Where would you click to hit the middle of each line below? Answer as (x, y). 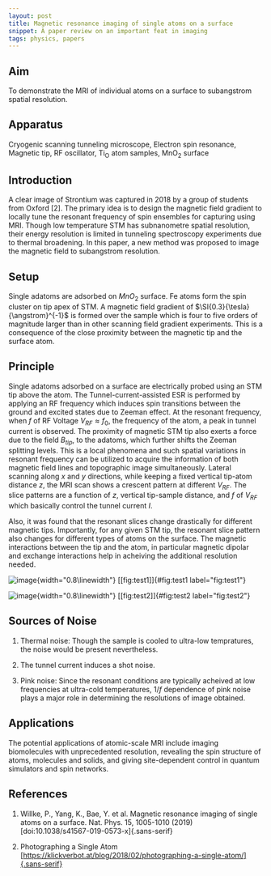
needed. (22, 564)
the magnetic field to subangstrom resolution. (84, 251)
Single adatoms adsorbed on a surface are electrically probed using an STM (135, 386)
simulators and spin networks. (59, 768)
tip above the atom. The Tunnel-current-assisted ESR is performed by (125, 394)
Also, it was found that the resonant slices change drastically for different (131, 521)
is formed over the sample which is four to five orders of (164, 316)
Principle (32, 366)
